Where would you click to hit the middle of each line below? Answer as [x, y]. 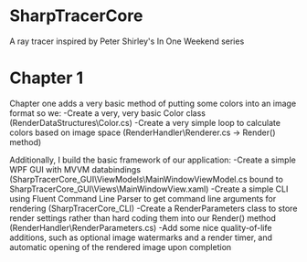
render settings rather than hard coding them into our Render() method [143, 218]
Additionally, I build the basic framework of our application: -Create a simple [153, 160]
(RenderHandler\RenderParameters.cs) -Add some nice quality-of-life [141, 227]
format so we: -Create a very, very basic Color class [108, 113]
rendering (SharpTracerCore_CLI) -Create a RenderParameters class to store [153, 208]
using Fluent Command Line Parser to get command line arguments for [143, 198]
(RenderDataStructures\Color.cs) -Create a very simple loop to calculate [145, 122]
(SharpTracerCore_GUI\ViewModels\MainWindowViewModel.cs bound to [146, 179]
